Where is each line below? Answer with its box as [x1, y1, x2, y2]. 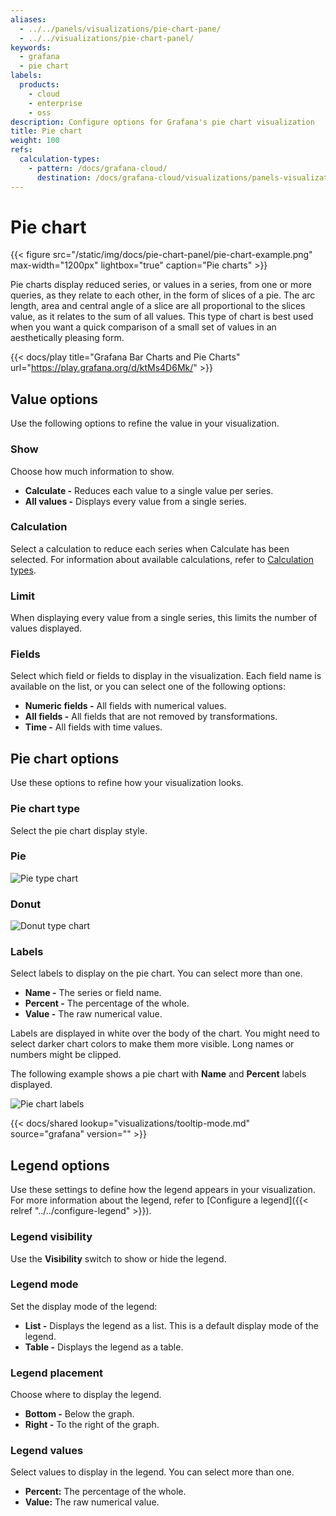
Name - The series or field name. [24, 987, 162, 999]
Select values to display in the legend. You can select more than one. [10, 1466, 295, 1478]
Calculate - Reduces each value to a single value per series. [24, 484, 274, 496]
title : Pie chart [10, 126, 83, 136]
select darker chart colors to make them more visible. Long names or [10, 1038, 295, 1050]
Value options [10, 391, 99, 408]
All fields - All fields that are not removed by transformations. [24, 711, 278, 723]
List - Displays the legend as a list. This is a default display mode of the [24, 1319, 319, 1331]
